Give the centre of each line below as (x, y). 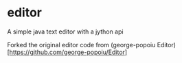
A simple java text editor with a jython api (65, 32)
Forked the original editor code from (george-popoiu (81, 45)
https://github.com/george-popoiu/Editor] (68, 52)
